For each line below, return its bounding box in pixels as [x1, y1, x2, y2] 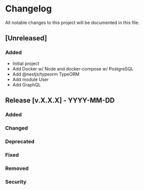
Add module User [12, 76, 49, 82]
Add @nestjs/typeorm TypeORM [12, 71, 80, 77]
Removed [5, 164, 29, 171]
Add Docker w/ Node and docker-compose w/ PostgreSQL [12, 65, 134, 71]
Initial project [12, 60, 39, 66]
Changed [5, 124, 28, 131]
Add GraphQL [12, 81, 41, 87]
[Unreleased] [5, 34, 47, 42]
